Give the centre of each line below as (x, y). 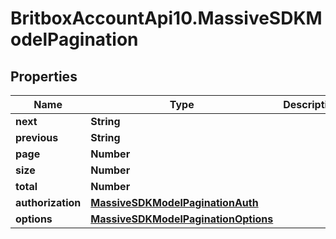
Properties (44, 76)
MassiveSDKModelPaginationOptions (182, 219)
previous (37, 137)
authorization (48, 202)
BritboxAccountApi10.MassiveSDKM (166, 18)
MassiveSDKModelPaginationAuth (174, 202)
